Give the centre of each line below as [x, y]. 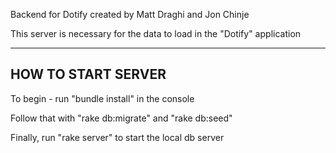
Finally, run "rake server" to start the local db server [117, 137]
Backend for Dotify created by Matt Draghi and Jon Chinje [130, 14]
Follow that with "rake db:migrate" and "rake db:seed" [121, 118]
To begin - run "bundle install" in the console [102, 98]
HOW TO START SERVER [88, 74]
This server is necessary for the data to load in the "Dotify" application [156, 33]
